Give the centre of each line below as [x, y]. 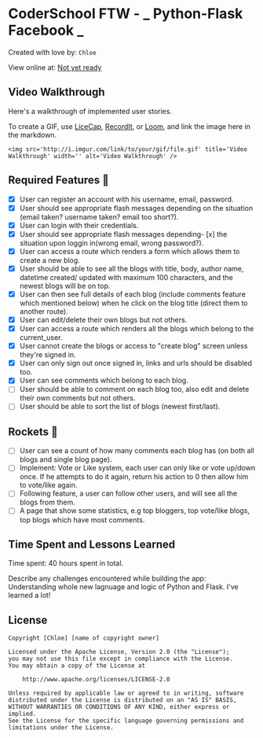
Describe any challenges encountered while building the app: [107, 578]
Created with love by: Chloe [52, 52]
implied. [22, 714]
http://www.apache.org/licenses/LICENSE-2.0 [96, 680]
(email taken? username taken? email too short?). [99, 216]
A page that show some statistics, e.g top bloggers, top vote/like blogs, [134, 511]
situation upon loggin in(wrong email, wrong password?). [111, 243]
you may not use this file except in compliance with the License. [121, 659]
